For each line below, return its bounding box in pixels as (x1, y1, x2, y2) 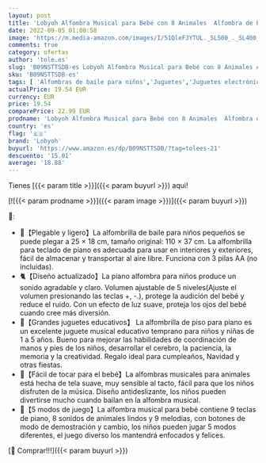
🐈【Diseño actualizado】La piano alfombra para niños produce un (19, 271, 237, 281)
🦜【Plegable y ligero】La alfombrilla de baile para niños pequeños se (19, 228, 245, 238)
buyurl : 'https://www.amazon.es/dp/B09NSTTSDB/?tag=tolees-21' (8, 144, 222, 152)
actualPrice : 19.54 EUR (8, 85, 87, 94)
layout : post (8, 11, 51, 20)
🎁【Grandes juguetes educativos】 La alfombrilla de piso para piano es (19, 318, 253, 327)
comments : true (8, 41, 59, 49)
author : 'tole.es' (8, 56, 69, 64)
